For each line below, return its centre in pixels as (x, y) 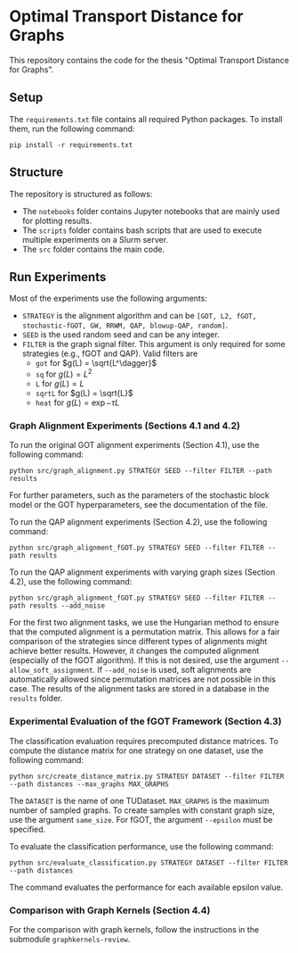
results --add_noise (67, 606)
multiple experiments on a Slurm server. (95, 239)
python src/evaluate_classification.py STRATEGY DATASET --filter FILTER (149, 863)
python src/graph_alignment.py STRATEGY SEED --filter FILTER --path (141, 471)
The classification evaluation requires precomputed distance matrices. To (144, 741)
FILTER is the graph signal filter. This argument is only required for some (154, 344)
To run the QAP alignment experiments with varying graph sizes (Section (142, 572)
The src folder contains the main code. (93, 249)
